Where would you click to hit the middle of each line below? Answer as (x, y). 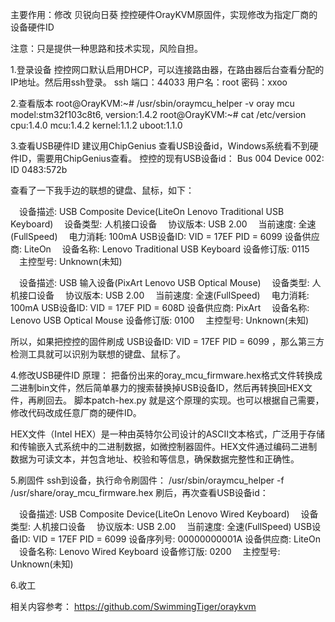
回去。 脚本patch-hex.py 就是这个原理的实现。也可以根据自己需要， (184, 400)
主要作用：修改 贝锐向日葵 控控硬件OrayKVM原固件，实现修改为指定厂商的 (164, 14)
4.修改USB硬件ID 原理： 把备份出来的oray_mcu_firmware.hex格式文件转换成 (166, 375)
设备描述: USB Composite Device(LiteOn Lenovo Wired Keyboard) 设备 (168, 514)
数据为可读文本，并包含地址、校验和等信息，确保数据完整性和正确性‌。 (155, 459)
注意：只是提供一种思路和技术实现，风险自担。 (106, 48)
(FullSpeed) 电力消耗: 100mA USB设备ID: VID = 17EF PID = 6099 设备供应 (165, 236)
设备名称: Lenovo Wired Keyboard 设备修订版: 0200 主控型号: (149, 551)
